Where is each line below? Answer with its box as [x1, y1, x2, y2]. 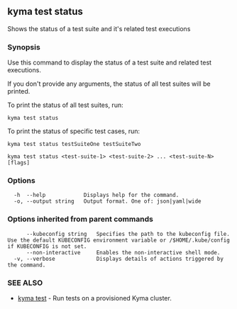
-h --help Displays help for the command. [13, 191, 180, 199]
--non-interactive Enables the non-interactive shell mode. [26, 249, 221, 256]
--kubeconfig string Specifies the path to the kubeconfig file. [26, 230, 231, 237]
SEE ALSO [7, 278, 43, 288]
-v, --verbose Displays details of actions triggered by [13, 255, 224, 262]
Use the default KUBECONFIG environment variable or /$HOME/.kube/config [7, 237, 231, 244]
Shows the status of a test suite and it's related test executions [7, 24, 191, 33]
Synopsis [7, 42, 40, 52]
